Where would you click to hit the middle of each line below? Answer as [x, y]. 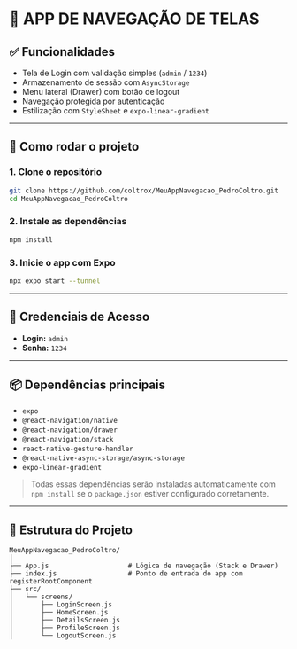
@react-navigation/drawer [69, 430]
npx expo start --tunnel [55, 281]
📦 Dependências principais [88, 384]
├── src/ [25, 590]
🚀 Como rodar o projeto [74, 147]
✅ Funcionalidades [62, 52]
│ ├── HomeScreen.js [59, 613]
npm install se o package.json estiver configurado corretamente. [150, 494]
